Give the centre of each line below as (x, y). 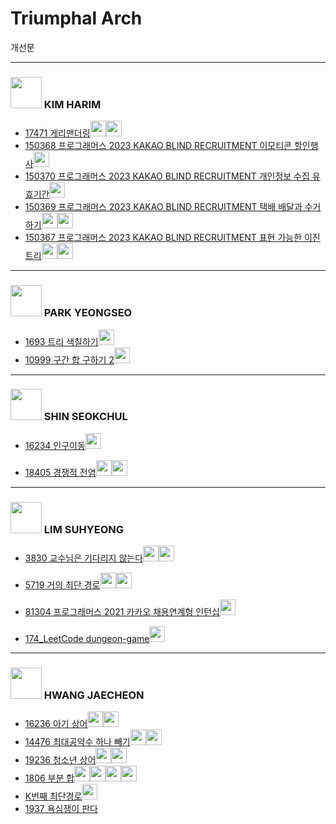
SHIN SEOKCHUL (85, 417)
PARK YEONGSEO (88, 313)
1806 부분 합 (49, 778)
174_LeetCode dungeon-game (87, 639)
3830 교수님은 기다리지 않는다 (84, 558)
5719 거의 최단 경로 (62, 585)
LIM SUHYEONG (83, 529)
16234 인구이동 (55, 445)
